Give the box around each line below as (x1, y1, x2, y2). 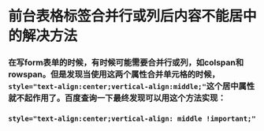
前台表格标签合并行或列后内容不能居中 (8, 7, 258, 25)
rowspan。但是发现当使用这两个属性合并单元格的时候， (8, 69, 221, 80)
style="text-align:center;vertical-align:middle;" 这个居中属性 (8, 80, 255, 92)
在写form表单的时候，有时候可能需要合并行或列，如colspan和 (8, 57, 244, 68)
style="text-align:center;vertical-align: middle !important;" (8, 114, 256, 123)
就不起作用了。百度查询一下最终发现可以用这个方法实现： (8, 92, 226, 103)
